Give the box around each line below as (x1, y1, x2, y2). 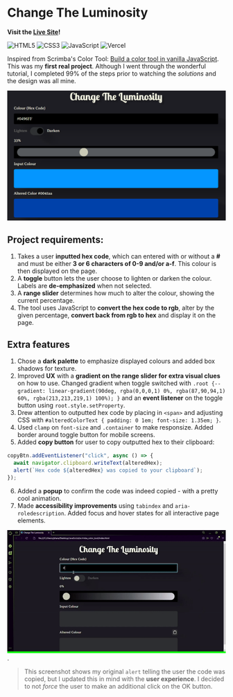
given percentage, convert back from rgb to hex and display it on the (17, 311, 216, 319)
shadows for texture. (17, 364, 77, 373)
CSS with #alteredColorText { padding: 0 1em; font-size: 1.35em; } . (17, 416, 221, 424)
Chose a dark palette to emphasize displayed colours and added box (17, 357, 215, 365)
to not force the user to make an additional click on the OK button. (24, 682, 213, 690)
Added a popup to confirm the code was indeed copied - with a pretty (17, 486, 218, 495)
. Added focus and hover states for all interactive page (64, 509, 220, 517)
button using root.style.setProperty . (17, 401, 126, 409)
